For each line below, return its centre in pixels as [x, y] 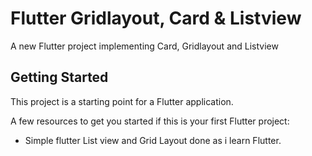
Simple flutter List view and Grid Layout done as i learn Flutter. [153, 140]
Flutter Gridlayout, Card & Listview [156, 18]
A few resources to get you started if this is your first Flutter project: [150, 121]
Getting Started [59, 77]
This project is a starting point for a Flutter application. [122, 101]
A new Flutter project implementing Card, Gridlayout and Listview [144, 46]
